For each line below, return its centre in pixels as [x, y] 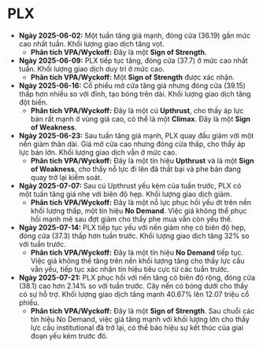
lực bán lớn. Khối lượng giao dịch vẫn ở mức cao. [98, 152]
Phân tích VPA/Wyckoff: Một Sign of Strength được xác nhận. [133, 77]
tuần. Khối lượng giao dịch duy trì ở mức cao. [91, 68]
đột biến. [33, 102]
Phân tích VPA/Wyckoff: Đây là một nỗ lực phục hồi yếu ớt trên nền [141, 202]
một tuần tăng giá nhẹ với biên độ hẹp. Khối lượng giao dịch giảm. [125, 194]
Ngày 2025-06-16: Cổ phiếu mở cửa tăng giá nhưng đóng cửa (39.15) [132, 85]
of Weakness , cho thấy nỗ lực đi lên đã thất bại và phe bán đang [136, 169]
